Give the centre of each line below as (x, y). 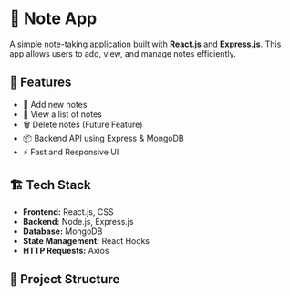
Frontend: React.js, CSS (68, 211)
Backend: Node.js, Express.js (78, 221)
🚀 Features (41, 83)
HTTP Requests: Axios (66, 250)
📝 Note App (53, 19)
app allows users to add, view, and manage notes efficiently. (123, 53)
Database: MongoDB (62, 231)
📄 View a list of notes (62, 114)
